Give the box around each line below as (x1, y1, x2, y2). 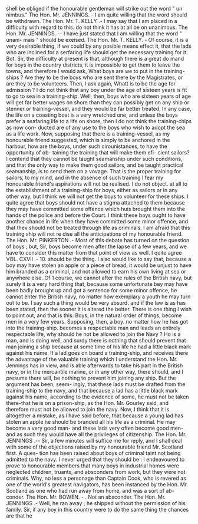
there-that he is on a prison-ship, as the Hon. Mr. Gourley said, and (6, 400, 169, 406)
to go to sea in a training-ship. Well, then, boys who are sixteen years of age (6, 93, 192, 100)
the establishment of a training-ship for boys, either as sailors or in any (6, 187, 178, 193)
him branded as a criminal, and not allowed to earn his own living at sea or (6, 268, 187, 275)
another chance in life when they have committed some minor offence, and (6, 218, 189, 225)
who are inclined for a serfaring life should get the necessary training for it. (6, 49, 188, 55)
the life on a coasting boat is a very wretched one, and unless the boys (6, 111, 178, 118)
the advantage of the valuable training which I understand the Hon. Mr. (6, 356, 178, 362)
